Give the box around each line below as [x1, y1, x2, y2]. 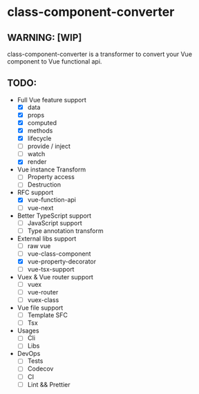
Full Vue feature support [17, 95, 86, 104]
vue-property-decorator [27, 257, 97, 265]
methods [27, 126, 53, 135]
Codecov [27, 364, 54, 373]
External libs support [17, 234, 77, 243]
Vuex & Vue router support [17, 272, 93, 281]
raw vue [27, 241, 51, 250]
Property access [27, 173, 75, 181]
